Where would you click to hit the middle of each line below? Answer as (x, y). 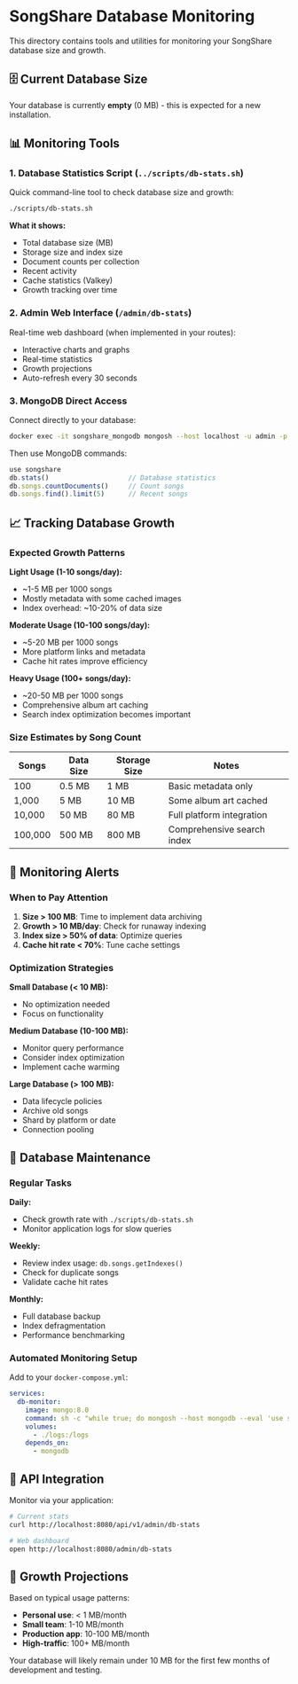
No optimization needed (66, 1005)
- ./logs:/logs (61, 1435)
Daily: (20, 1202)
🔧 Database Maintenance (80, 1158)
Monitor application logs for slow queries (97, 1228)
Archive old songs (55, 1111)
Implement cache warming (71, 1067)
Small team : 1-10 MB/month (73, 1625)
